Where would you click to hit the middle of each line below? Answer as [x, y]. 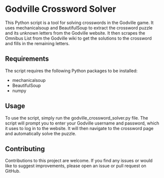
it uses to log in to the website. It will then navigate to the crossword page [79, 128]
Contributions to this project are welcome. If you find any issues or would [79, 161]
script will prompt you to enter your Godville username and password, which [82, 123]
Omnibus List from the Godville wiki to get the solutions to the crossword [78, 38]
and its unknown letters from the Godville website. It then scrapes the [75, 33]
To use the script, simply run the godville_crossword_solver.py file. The [77, 118]
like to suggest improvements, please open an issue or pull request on [76, 166]
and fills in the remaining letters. [37, 43]
